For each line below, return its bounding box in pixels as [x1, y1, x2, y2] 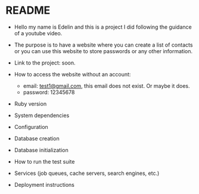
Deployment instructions [14, 181, 75, 188]
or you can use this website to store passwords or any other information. [14, 47, 193, 54]
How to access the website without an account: [14, 70, 131, 78]
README [5, 4, 51, 17]
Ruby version [14, 100, 47, 107]
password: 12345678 [23, 88, 75, 96]
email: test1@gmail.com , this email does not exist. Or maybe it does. [23, 82, 190, 90]
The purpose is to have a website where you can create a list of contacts [14, 41, 193, 48]
